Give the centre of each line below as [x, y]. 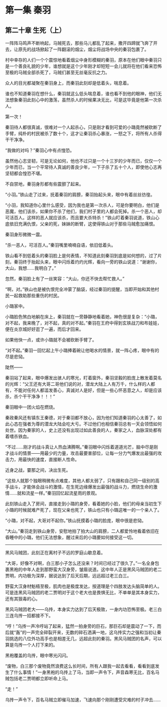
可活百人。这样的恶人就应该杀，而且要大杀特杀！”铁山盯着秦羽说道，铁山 [80, 218]
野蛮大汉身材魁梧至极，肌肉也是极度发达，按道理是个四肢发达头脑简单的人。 [83, 586]
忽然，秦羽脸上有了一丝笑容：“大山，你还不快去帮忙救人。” [65, 279]
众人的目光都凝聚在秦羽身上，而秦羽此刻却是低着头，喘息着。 [68, 83]
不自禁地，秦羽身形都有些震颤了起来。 [44, 184]
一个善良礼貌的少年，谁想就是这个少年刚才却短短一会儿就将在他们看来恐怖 [85, 66]
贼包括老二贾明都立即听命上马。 [38, 678]
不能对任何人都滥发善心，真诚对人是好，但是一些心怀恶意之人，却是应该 [88, 390]
